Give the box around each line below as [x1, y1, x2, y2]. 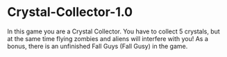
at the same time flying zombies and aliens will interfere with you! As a [7, 34, 208, 42]
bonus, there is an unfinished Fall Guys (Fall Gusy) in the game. [7, 42, 188, 50]
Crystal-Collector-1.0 [7, 4, 133, 20]
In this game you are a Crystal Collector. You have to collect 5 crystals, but [7, 27, 220, 35]
